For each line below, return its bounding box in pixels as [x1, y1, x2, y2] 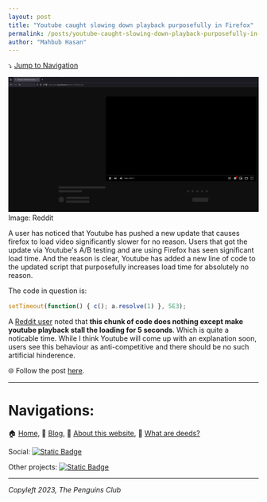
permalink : [8, 29, 44, 37]
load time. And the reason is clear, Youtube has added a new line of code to [8, 253, 256, 263]
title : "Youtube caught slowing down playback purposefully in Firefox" [8, 21, 254, 29]
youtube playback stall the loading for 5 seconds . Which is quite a [8, 325, 229, 334]
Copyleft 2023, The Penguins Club [8, 485, 122, 494]
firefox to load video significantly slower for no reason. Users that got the [8, 237, 248, 246]
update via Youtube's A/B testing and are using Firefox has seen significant [8, 245, 254, 254]
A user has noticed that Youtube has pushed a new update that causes [8, 228, 240, 237]
